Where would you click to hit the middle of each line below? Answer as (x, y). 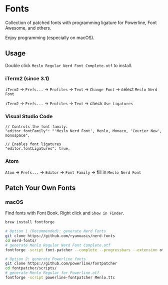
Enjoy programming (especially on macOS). (50, 38)
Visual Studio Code (29, 116)
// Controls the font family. (37, 127)
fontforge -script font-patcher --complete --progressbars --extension (81, 250)
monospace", (17, 136)
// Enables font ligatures (33, 144)
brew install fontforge (30, 222)
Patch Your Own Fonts (40, 188)
